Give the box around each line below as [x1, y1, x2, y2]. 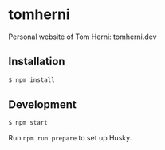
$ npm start [8, 119, 48, 127]
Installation [8, 55, 65, 68]
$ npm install [8, 75, 56, 84]
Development [8, 98, 77, 112]
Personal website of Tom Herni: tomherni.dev [8, 32, 157, 41]
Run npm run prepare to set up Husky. [8, 133, 132, 143]
